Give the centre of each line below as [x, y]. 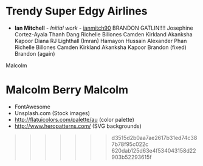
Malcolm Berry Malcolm [67, 90]
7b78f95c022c [130, 144]
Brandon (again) [35, 53]
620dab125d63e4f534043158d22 [154, 150]
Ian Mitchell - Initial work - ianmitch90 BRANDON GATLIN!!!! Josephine [104, 28]
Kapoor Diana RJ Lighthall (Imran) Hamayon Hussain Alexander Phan [101, 41]
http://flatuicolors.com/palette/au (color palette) [74, 119]
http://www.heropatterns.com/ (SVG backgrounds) [78, 126]
